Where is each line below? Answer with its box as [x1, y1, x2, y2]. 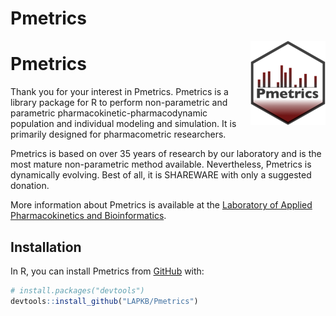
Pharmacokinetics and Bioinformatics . [10, 210, 167, 222]
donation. [10, 180, 50, 192]
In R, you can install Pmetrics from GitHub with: [10, 265, 205, 277]
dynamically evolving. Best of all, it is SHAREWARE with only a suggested [10, 169, 312, 181]
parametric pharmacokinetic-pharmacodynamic [10, 107, 208, 119]
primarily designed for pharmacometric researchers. [10, 128, 227, 141]
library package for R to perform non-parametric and [10, 97, 228, 109]
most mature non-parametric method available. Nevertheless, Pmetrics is [10, 158, 312, 171]
